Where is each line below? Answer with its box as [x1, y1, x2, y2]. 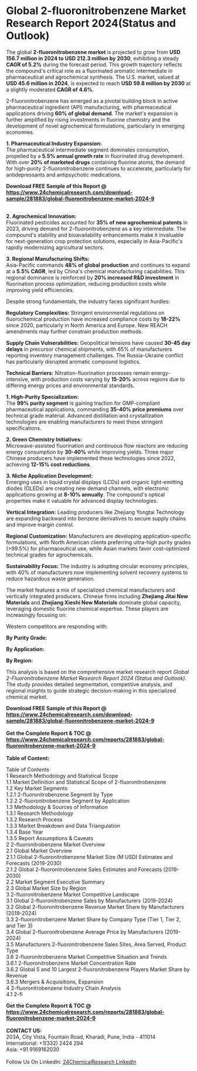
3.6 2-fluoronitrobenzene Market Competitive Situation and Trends [6, 953, 167, 960]
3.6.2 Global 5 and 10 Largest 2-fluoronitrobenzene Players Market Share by [6, 965, 190, 973]
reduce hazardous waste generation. [6, 575, 95, 582]
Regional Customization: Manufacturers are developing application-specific [6, 532, 191, 539]
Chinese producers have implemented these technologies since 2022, [6, 454, 176, 462]
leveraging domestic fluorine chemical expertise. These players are [6, 605, 169, 612]
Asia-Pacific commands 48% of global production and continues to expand [6, 261, 191, 268]
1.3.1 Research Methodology [6, 810, 74, 817]
